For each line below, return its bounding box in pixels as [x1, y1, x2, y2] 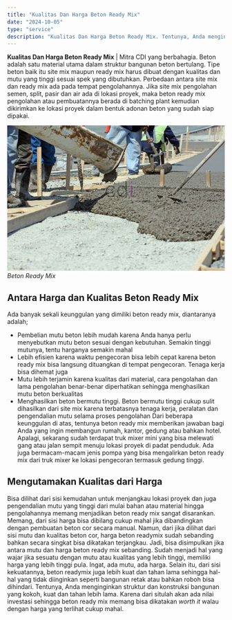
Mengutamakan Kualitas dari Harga [7, 476, 163, 488]
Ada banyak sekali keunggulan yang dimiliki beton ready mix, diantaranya [7, 310, 216, 318]
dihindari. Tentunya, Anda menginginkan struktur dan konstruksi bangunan [7, 582, 220, 591]
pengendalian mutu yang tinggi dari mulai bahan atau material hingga [7, 502, 204, 510]
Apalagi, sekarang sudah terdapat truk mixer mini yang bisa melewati [17, 434, 214, 442]
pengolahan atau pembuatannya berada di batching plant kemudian [7, 97, 200, 105]
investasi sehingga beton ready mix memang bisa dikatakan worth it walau [7, 597, 219, 605]
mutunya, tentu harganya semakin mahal [17, 346, 133, 354]
